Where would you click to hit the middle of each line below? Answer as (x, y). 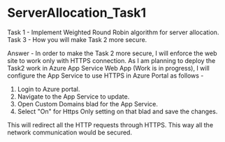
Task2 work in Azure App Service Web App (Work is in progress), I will (108, 68)
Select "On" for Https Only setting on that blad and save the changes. (117, 111)
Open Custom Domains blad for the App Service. (88, 104)
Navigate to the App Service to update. (73, 97)
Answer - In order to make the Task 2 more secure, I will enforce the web (112, 53)
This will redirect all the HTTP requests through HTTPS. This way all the (110, 125)
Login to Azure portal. (49, 89)
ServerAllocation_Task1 (77, 13)
